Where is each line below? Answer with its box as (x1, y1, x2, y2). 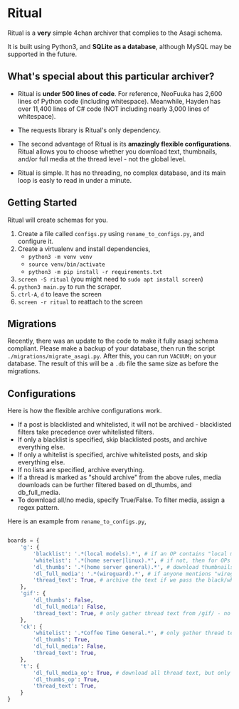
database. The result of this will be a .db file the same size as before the (7, 359, 219, 368)
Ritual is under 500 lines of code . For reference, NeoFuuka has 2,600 (17, 89, 223, 97)
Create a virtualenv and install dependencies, (17, 244, 151, 253)
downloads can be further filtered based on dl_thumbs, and (17, 481, 192, 489)
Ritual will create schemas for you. (7, 215, 108, 224)
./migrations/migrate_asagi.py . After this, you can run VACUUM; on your (7, 352, 217, 361)
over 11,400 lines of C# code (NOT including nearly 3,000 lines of (17, 105, 210, 113)
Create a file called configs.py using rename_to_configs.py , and (17, 229, 205, 238)
